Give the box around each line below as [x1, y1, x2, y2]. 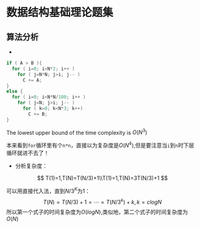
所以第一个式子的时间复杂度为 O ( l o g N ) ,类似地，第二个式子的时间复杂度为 [6, 208, 188, 216]
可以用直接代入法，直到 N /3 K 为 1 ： [6, 186, 90, 194]
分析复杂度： [15, 162, 48, 169]
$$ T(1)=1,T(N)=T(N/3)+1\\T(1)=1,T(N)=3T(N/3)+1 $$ [37, 174, 168, 182]
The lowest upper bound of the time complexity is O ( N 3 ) [6, 127, 148, 136]
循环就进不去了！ [6, 149, 49, 156]
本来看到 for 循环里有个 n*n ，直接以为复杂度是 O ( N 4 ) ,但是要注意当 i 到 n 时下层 [6, 141, 195, 149]
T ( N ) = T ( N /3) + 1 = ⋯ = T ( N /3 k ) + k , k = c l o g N [43, 197, 162, 205]
